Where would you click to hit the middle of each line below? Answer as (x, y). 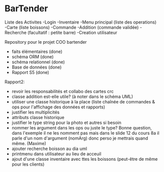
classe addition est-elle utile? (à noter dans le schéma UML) (72, 97)
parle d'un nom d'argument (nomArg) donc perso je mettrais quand (80, 138)
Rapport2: (15, 82)
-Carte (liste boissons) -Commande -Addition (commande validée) (72, 27)
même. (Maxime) (29, 143)
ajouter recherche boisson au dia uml (49, 148)
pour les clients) (28, 164)
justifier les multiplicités (36, 112)
